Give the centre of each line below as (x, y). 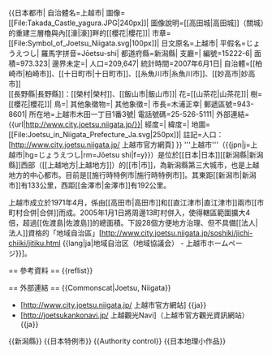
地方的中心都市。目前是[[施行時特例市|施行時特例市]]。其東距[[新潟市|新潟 (132, 175)
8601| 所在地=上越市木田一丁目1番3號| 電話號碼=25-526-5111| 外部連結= (129, 114)
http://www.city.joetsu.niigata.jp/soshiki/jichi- (177, 233)
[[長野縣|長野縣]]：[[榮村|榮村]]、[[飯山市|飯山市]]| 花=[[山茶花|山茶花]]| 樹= (136, 94)
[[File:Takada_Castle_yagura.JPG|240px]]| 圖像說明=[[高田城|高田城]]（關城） (136, 23)
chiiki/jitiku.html (35, 243)
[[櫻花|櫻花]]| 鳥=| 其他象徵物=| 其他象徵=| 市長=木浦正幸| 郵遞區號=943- (131, 104)
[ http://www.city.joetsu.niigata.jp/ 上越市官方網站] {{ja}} (113, 305)
